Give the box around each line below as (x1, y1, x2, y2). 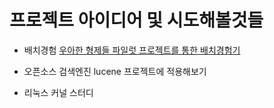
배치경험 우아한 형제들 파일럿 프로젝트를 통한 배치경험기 (23, 44, 241, 56)
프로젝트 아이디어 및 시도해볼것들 (9, 9, 264, 32)
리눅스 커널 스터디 (23, 86, 94, 98)
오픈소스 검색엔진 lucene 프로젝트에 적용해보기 (23, 65, 207, 77)
